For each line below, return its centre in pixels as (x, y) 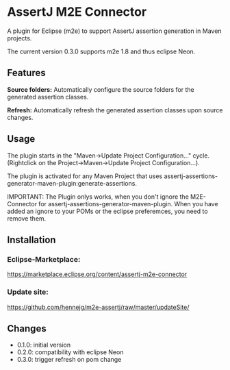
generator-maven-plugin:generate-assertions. (72, 183)
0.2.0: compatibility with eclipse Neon (70, 352)
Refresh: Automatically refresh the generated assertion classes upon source (115, 110)
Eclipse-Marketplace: (44, 259)
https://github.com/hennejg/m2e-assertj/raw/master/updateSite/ (98, 307)
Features (26, 73)
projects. (20, 38)
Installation (31, 239)
